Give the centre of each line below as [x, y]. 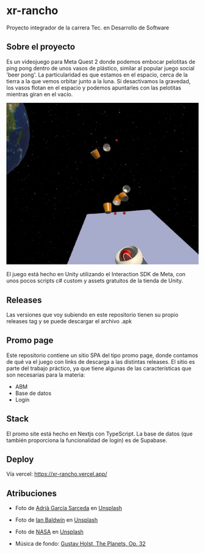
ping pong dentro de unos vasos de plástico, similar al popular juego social [100, 68]
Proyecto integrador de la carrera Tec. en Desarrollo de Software [88, 28]
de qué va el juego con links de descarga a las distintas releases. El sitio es [101, 361]
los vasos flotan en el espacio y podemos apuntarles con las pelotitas [94, 88]
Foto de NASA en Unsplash [49, 532]
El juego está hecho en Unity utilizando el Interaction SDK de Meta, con [96, 274]
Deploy [20, 460]
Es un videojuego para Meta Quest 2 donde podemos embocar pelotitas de [101, 61]
